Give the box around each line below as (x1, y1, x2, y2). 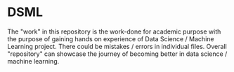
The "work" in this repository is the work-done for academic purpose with (7, 27, 221, 36)
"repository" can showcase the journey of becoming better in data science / (7, 50, 228, 58)
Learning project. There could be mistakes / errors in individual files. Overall (7, 42, 227, 50)
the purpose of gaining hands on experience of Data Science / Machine (7, 34, 214, 43)
